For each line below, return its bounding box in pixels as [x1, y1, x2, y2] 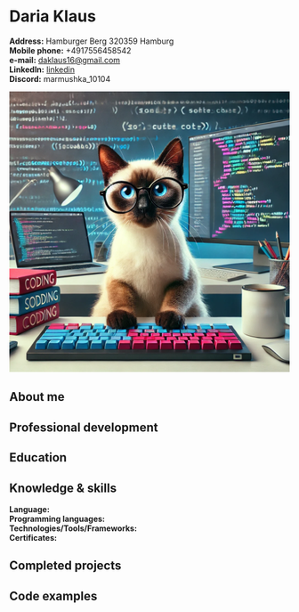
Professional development [9, 420, 158, 435]
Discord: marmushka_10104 [9, 73, 111, 84]
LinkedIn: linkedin [9, 64, 76, 75]
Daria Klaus [9, 6, 96, 27]
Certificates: [9, 532, 58, 543]
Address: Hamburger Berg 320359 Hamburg [9, 36, 174, 46]
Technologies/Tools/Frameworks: [9, 523, 138, 534]
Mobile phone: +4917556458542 [9, 45, 132, 55]
